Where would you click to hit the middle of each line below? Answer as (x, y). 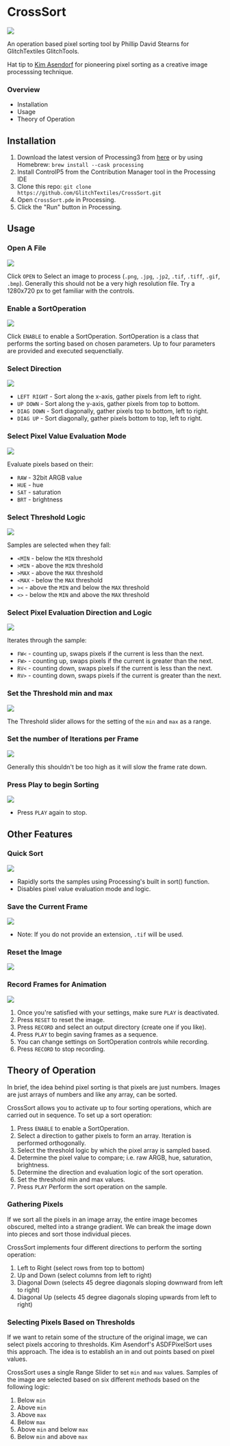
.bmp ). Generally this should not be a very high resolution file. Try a (101, 283)
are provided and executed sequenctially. (65, 351)
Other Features (40, 834)
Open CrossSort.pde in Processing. (66, 200)
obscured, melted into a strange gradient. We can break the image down (109, 1226)
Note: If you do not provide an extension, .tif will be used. (100, 934)
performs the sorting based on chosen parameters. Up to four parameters (111, 343)
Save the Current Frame (47, 906)
